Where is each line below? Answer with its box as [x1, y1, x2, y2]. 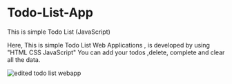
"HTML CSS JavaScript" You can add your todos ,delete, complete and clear [7, 48, 225, 56]
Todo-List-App [7, 5, 93, 21]
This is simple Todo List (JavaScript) [7, 28, 110, 36]
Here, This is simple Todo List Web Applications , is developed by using [7, 41, 211, 49]
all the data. [7, 55, 41, 63]
